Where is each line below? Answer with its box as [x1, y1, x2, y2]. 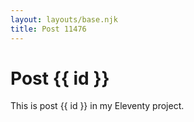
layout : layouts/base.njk [10, 14, 118, 25]
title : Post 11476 [10, 24, 87, 34]
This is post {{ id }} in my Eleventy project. [10, 100, 185, 112]
